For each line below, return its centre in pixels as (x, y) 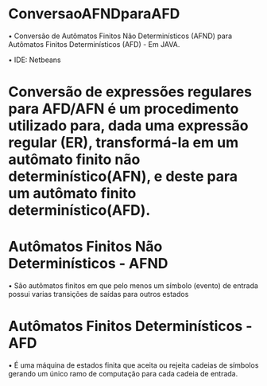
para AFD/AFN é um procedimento (124, 109)
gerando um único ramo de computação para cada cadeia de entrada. (123, 374)
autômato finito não (74, 160)
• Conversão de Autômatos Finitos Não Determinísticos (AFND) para (120, 36)
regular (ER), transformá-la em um (124, 143)
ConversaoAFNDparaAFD (94, 14)
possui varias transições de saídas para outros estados (99, 294)
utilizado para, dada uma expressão (128, 126)
